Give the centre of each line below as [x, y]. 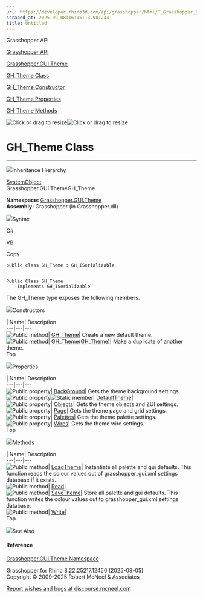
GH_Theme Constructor [36, 87]
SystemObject [24, 182]
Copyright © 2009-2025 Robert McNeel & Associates [73, 577]
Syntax [21, 219]
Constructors [29, 310]
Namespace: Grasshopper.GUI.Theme [54, 200]
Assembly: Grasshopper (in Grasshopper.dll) [63, 207]
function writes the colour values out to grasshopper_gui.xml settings [92, 499]
